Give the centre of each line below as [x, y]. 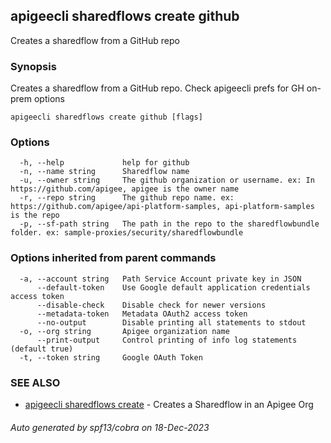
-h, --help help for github [104, 163]
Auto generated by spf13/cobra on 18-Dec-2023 [110, 427]
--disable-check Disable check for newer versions [151, 305]
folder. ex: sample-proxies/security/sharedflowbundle [127, 233]
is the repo [35, 215]
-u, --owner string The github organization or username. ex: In [167, 180]
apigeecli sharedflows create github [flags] [106, 117]
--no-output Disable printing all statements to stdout [171, 322]
